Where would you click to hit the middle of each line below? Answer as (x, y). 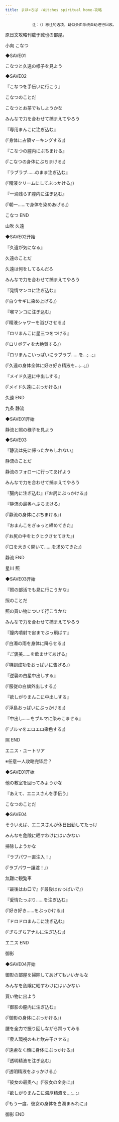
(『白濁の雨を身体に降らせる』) (35, 643)
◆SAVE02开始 (20, 236)
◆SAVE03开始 (20, 579)
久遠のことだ (18, 258)
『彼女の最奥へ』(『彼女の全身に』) (40, 1082)
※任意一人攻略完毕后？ (29, 761)
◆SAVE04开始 (21, 964)
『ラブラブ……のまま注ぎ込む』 (38, 172)
